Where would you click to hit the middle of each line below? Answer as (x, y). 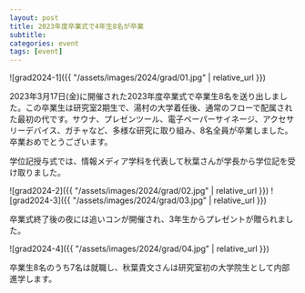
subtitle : (28, 35)
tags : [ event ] (36, 52)
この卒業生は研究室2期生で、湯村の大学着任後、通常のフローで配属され (159, 108)
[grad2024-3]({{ (40, 200)
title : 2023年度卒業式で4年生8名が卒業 (76, 26)
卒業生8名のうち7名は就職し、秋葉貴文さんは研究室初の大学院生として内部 (150, 268)
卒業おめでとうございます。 (61, 142)
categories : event (44, 43)
